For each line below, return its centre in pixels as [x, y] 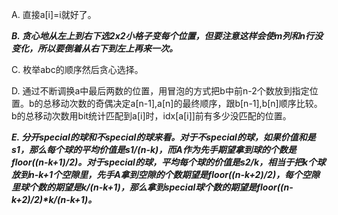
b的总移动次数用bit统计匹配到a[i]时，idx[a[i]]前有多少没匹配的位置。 [151, 116]
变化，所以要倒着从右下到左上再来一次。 [94, 48]
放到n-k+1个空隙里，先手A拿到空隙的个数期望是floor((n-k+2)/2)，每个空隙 [166, 174]
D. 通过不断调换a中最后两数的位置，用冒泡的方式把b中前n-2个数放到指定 [160, 91]
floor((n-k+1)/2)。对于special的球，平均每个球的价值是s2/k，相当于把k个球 [168, 162]
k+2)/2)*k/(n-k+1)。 [54, 199]
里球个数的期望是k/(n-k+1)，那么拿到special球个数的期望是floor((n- [152, 187]
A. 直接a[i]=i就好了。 [54, 14]
